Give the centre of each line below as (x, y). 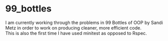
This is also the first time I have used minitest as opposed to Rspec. (76, 33)
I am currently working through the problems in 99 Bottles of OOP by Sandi (84, 22)
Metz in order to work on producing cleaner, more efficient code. (74, 27)
